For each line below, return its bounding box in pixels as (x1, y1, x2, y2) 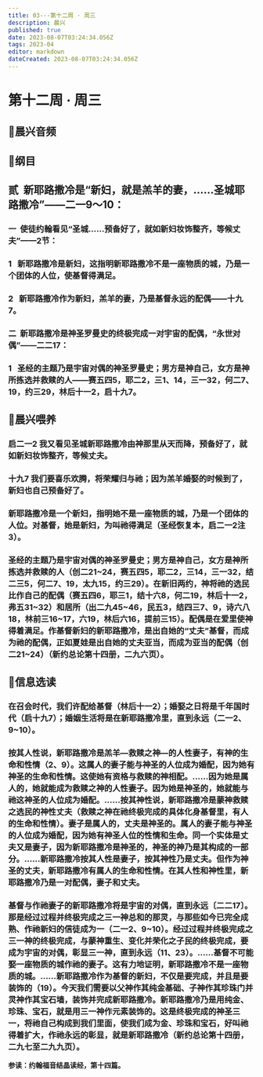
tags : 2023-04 (8, 41, 55, 49)
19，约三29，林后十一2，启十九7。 (8, 386, 142, 397)
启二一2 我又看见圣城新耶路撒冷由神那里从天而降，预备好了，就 (8, 439, 248, 450)
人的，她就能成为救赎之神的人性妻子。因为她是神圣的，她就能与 (8, 783, 249, 794)
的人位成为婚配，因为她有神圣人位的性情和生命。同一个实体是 (8, 830, 241, 841)
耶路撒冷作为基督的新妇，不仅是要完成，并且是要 (63, 971, 249, 982)
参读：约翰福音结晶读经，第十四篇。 (8, 1061, 125, 1070)
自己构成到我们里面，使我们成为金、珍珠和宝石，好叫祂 (40, 1018, 249, 1029)
